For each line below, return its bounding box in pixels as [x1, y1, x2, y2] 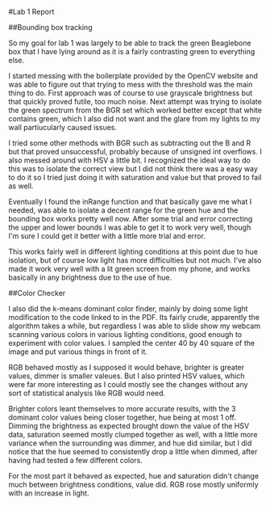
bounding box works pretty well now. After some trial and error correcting [8, 214, 253, 223]
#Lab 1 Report [8, 7, 55, 16]
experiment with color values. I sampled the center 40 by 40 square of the [8, 339, 255, 348]
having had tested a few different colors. [8, 456, 143, 465]
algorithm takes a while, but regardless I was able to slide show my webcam [8, 321, 260, 331]
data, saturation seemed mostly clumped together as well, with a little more [8, 430, 258, 439]
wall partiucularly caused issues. [8, 123, 117, 132]
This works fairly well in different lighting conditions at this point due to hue [8, 247, 258, 256]
